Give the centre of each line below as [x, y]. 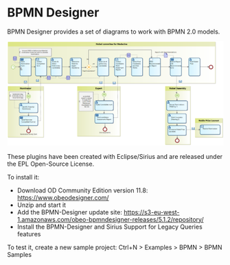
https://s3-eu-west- [151, 212]
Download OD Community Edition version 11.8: [82, 190]
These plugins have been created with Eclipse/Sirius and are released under [115, 156]
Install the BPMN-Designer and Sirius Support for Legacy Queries [110, 227]
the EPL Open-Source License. [51, 164]
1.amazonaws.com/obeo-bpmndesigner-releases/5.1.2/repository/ [110, 219]
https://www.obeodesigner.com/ [63, 197]
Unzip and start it [42, 205]
